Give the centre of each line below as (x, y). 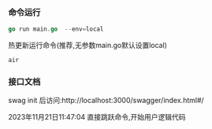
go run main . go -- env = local (56, 29)
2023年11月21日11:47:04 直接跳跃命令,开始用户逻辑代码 (97, 117)
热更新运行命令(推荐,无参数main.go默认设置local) (88, 46)
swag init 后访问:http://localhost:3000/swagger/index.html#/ (106, 101)
